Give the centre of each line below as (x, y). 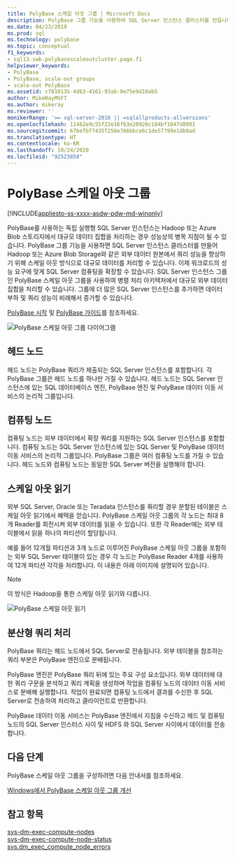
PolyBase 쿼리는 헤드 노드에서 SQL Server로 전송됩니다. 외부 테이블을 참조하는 (115, 651)
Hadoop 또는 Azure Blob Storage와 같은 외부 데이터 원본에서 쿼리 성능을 (107, 254)
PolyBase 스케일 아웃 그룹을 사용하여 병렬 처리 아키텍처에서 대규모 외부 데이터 (121, 280)
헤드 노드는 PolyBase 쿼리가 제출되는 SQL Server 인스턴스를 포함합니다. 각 (110, 370)
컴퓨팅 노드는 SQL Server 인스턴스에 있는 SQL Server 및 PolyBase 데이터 (123, 447)
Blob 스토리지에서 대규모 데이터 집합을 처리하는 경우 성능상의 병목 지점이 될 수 (113, 236)
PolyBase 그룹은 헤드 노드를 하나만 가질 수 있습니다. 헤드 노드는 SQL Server (112, 378)
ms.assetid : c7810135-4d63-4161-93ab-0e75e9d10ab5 (83, 92)
